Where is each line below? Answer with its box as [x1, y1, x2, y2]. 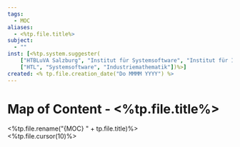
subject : [7, 37, 34, 44]
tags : [7, 10, 24, 18]
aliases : [7, 24, 34, 31]
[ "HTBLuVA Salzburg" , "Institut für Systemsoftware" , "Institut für [20, 57, 229, 64]
